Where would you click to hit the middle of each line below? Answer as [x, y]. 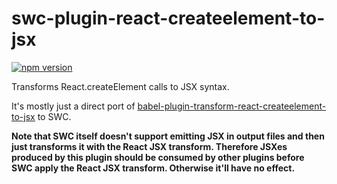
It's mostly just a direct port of [73, 106]
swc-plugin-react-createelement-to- [168, 18]
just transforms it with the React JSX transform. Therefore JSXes [149, 146]
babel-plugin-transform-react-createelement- [232, 106]
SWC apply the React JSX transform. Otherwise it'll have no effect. [153, 168]
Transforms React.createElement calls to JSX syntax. [120, 86]
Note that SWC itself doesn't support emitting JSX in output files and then [168, 136]
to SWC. [54, 116]
